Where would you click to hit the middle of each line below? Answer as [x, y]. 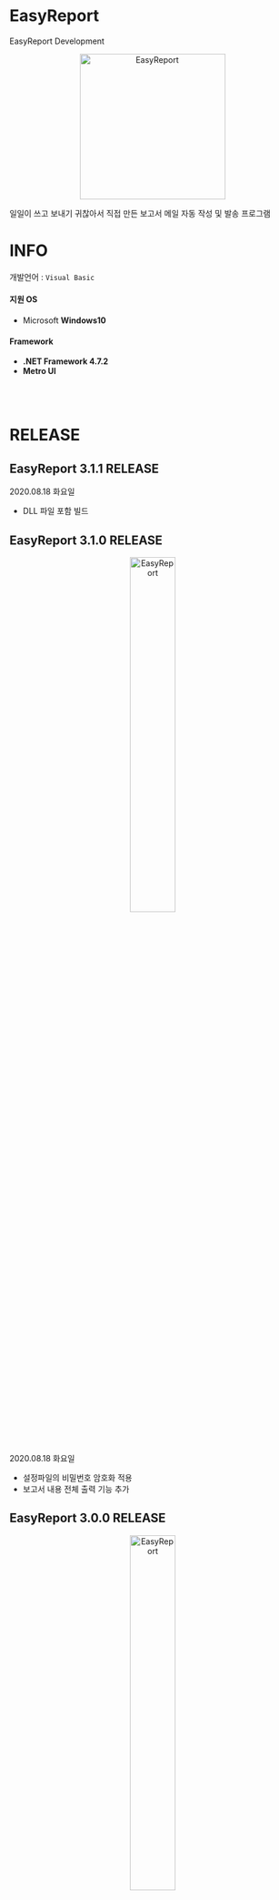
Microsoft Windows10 [64, 320]
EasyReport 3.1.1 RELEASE [84, 468]
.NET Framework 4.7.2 [65, 361]
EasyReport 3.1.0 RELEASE [86, 540]
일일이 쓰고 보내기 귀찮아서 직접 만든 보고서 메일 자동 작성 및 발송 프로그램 [140, 213]
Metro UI [39, 371]
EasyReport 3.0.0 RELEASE [88, 1518]
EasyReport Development [57, 41]
